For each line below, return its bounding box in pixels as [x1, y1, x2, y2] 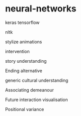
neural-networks [5, 3, 77, 14]
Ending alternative [5, 68, 42, 74]
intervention [5, 48, 30, 54]
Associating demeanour [5, 87, 54, 93]
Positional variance [5, 106, 44, 112]
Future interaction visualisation [5, 97, 68, 103]
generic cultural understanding [5, 77, 69, 83]
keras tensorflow [5, 19, 40, 25]
